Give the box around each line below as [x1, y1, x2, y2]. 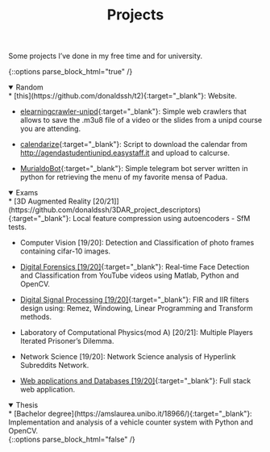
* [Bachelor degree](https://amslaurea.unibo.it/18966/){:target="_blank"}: [8, 409, 252, 419]
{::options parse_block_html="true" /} [8, 67, 133, 77]
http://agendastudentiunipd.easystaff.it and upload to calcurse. [19, 148, 230, 158]
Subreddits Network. [19, 361, 89, 370]
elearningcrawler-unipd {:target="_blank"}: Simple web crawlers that [19, 107, 247, 116]
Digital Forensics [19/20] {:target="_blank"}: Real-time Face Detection [19, 262, 250, 272]
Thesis [15, 400, 39, 410]
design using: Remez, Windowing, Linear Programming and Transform [19, 303, 254, 313]
